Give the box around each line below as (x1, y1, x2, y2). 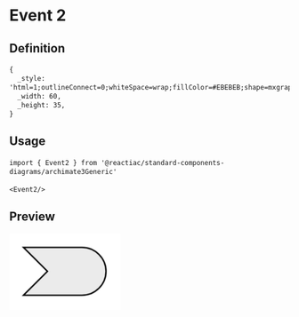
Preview (9, 210, 56, 225)
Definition (9, 41, 65, 56)
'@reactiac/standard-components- (101, 158, 225, 167)
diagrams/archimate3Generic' (9, 167, 117, 176)
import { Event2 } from (9, 158, 98, 167)
